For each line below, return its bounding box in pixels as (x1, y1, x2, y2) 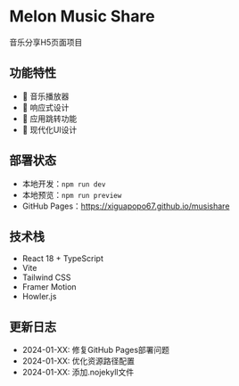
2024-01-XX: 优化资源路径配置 (21, 356, 136, 366)
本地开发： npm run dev (21, 178, 106, 189)
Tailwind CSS (21, 272, 71, 283)
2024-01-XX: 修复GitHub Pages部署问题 (21, 345, 170, 356)
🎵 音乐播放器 (21, 91, 70, 102)
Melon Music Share (9, 6, 155, 27)
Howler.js (21, 292, 57, 302)
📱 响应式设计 (21, 102, 70, 112)
